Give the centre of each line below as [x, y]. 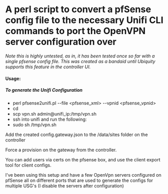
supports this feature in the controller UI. [48, 67]
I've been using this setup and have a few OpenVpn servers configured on [83, 175]
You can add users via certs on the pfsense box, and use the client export [83, 159]
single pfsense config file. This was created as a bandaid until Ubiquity [80, 61]
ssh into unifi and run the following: [50, 119]
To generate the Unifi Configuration [44, 90]
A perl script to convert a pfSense [78, 9]
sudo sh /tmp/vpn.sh [34, 124]
